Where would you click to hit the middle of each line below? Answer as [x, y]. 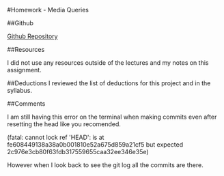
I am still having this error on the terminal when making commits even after [112, 117]
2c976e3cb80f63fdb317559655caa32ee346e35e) [78, 152]
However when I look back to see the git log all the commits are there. [105, 165]
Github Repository [32, 36]
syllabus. [20, 90]
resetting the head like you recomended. [64, 124]
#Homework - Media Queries [48, 10]
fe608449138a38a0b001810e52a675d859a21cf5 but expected [95, 145]
